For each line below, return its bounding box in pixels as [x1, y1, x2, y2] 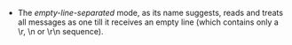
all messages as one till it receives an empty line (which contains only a [17, 17, 280, 27]
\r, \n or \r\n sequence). [17, 26, 104, 36]
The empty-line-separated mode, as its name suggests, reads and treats [17, 8, 284, 18]
